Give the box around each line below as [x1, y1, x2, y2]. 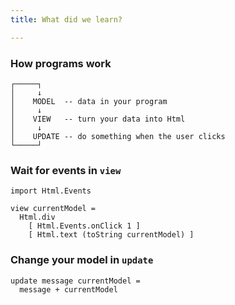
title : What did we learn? [10, 14, 123, 25]
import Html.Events [10, 186, 92, 196]
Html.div [19, 212, 56, 223]
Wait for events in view [10, 163, 122, 177]
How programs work [10, 56, 112, 70]
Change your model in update [10, 253, 154, 267]
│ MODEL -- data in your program [10, 96, 168, 106]
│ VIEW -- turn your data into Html [10, 114, 186, 124]
